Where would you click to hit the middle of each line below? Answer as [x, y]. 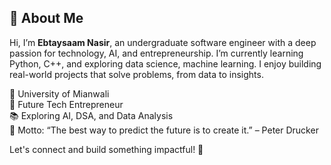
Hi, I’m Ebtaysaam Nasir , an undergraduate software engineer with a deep [163, 42]
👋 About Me [46, 18]
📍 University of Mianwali [59, 93]
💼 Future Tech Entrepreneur [66, 104]
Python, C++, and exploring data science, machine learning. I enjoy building [165, 63]
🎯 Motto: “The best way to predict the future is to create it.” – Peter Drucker [164, 130]
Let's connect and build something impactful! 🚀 [106, 149]
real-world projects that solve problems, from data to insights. [136, 74]
